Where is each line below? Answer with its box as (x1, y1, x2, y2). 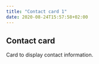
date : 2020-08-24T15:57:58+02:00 (6, 14, 88, 20)
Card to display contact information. (6, 51, 93, 59)
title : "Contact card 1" (6, 8, 67, 15)
